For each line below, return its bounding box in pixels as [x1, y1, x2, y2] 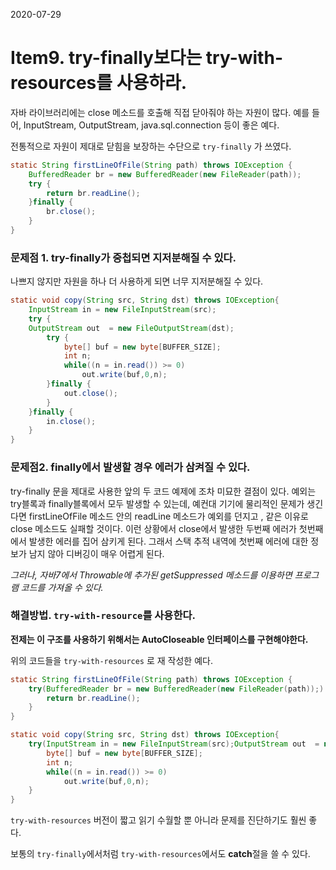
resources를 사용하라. [10, 72, 188, 94]
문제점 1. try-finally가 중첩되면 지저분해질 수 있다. [10, 250, 237, 264]
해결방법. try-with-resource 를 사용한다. [10, 609, 196, 623]
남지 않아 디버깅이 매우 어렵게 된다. [28, 547, 165, 559]
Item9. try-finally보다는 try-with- [10, 47, 283, 69]
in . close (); [46, 416, 97, 426]
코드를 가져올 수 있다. [20, 581, 104, 593]
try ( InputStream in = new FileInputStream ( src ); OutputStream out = [28, 739, 320, 749]
